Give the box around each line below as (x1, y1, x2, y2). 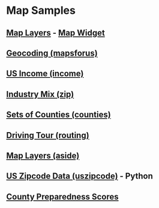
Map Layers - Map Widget (6, 28, 105, 38)
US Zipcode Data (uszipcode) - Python (6, 171, 153, 181)
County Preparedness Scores (6, 191, 119, 202)
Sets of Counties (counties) (6, 110, 111, 120)
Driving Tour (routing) (6, 130, 89, 140)
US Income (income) (6, 69, 84, 79)
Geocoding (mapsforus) (6, 48, 98, 58)
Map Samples (6, 4, 76, 17)
